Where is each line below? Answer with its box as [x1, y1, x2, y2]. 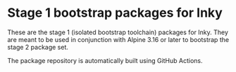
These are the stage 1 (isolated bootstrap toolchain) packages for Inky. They [7, 28, 229, 36]
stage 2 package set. [7, 43, 69, 51]
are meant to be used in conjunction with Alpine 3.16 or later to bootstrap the [7, 35, 230, 43]
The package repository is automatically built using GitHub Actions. [7, 56, 203, 64]
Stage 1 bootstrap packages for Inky [7, 5, 223, 21]
